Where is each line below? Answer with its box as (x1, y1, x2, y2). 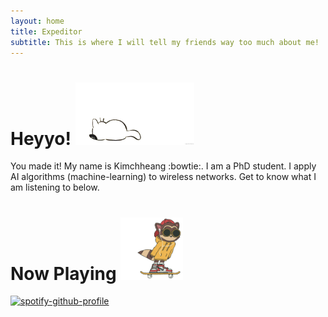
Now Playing (10, 262, 117, 285)
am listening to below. (10, 181, 100, 194)
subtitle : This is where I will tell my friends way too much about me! (10, 37, 320, 47)
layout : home (10, 16, 65, 26)
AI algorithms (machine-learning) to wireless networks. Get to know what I (10, 171, 317, 183)
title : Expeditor (10, 26, 83, 37)
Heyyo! (10, 127, 72, 150)
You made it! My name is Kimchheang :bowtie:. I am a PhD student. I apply (10, 160, 317, 172)
